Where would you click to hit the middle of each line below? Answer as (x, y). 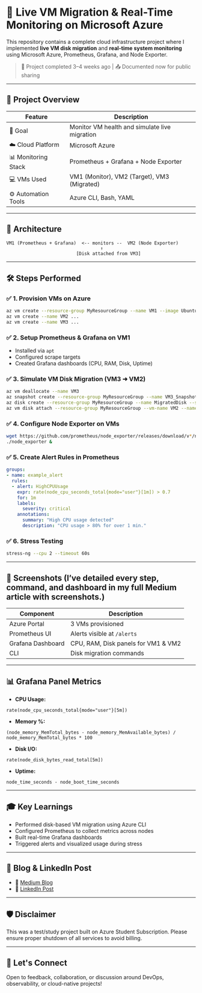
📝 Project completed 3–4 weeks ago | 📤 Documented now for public (106, 66)
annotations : (33, 515)
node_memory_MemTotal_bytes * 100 (50, 738)
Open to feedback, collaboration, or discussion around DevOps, (85, 977)
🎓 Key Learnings (40, 807)
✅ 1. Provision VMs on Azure (49, 299)
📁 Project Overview (43, 100)
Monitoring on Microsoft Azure (85, 25)
